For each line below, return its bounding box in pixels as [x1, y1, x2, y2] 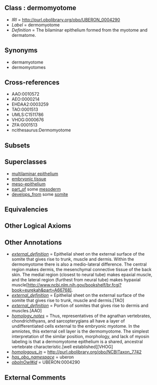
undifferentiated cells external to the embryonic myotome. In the [11, 323, 140, 329]
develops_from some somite [11, 191, 68, 197]
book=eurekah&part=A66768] [11, 287, 72, 293]
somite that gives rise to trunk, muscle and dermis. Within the [11, 257, 134, 262]
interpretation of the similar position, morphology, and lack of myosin [11, 334, 150, 339]
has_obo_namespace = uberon [11, 354, 74, 360]
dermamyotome [11, 59, 44, 65]
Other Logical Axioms [4, 222, 71, 230]
